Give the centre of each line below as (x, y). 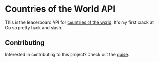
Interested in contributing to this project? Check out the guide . (67, 54)
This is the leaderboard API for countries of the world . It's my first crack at (79, 22)
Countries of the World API (60, 9)
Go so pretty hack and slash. (34, 27)
